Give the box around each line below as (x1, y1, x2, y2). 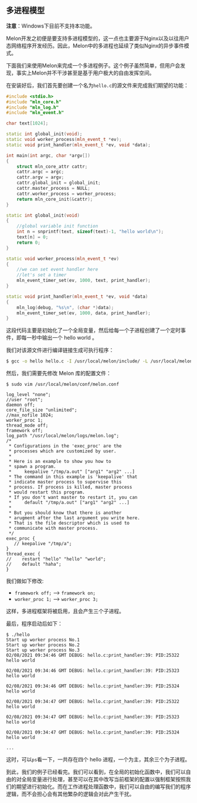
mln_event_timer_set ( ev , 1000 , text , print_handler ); (16, 278, 151, 284)
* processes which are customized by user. (8, 448, 117, 454)
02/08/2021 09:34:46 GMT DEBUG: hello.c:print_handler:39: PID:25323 (6, 668, 180, 674)
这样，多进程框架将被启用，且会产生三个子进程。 (6, 607, 124, 615)
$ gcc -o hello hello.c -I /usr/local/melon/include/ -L (6, 358, 148, 364)
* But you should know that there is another (8, 510, 122, 516)
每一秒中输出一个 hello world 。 (21, 334, 98, 341)
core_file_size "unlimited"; (6, 407, 77, 413)
